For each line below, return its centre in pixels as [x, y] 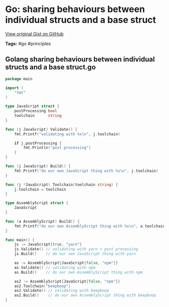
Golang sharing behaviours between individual [80, 60]
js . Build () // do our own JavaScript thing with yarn [75, 254]
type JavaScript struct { [32, 107]
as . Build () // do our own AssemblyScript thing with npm [78, 272]
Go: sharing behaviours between [75, 9]
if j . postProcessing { [38, 143]
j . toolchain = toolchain [40, 189]
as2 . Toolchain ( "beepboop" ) [43, 286]
